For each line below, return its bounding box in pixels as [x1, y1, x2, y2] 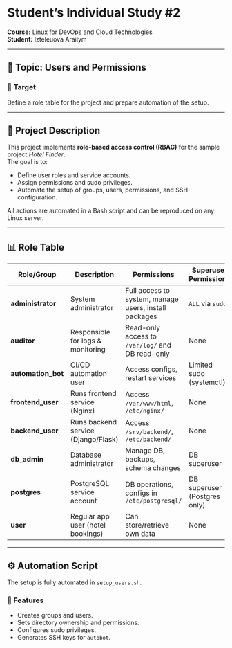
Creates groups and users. [17, 611, 93, 620]
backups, [125, 455, 155, 465]
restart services [125, 373, 177, 383]
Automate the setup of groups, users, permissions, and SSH [17, 186, 188, 195]
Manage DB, [125, 446, 166, 456]
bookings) [70, 529, 104, 539]
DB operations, [125, 480, 174, 489]
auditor [10, 336, 35, 345]
